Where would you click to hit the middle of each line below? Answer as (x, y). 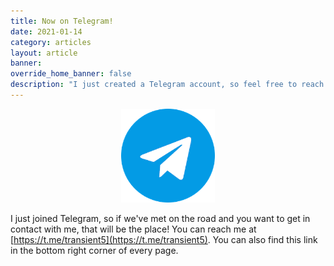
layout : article (44, 53)
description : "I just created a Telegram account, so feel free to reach (167, 85)
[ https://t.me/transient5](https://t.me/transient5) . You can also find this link (164, 239)
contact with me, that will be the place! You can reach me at (133, 229)
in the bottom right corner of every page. (94, 250)
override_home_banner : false (71, 74)
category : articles (51, 42)
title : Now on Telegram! (62, 21)
